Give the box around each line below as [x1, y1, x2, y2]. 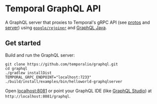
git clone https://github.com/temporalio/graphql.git [5, 61, 118, 67]
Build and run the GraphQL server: [5, 52, 75, 58]
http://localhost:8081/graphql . [5, 93, 71, 99]
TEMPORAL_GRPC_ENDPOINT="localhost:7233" [5, 75, 92, 80]
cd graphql [5, 66, 28, 71]
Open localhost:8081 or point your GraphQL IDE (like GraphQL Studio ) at [5, 88, 152, 94]
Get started [5, 39, 41, 48]
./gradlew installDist [5, 70, 52, 75]
